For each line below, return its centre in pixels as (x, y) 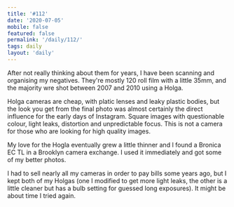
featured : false (31, 33)
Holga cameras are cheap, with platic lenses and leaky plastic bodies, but (113, 101)
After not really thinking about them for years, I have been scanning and (111, 73)
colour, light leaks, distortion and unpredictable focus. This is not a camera (115, 123)
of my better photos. (37, 159)
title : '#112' (28, 14)
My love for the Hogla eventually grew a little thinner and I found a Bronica (114, 145)
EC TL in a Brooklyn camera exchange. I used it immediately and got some (115, 152)
